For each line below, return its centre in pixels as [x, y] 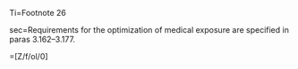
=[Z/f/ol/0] [29, 56]
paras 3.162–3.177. [43, 39]
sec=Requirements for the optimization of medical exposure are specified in [149, 30]
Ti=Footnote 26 [38, 13]
